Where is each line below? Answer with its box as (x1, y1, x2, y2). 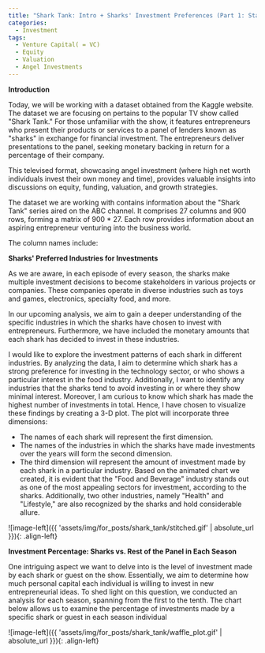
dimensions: (8, 416, 48, 426)
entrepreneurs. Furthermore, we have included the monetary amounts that (8, 325, 250, 336)
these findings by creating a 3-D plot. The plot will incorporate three (8, 408, 230, 418)
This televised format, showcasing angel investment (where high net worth (8, 165, 251, 175)
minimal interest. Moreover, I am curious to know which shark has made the (8, 392, 254, 401)
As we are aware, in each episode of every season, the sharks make (8, 268, 230, 278)
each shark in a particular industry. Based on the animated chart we (19, 465, 241, 475)
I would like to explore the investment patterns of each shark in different (8, 349, 242, 359)
